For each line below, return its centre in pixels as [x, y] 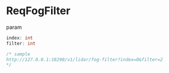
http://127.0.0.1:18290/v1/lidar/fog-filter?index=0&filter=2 [84, 59]
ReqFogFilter [38, 11]
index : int [20, 38]
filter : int [21, 43]
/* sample [18, 54]
